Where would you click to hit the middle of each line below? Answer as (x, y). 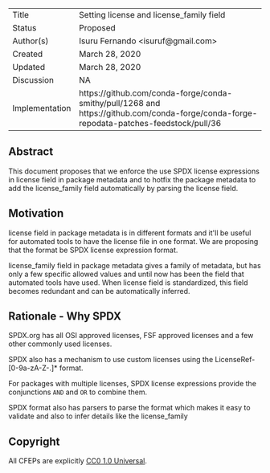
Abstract (31, 152)
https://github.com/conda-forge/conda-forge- (168, 113)
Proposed (98, 28)
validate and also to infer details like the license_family (98, 416)
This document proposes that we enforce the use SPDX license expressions (134, 171)
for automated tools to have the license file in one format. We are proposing (133, 241)
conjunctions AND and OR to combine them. (78, 392)
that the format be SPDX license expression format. (93, 250)
